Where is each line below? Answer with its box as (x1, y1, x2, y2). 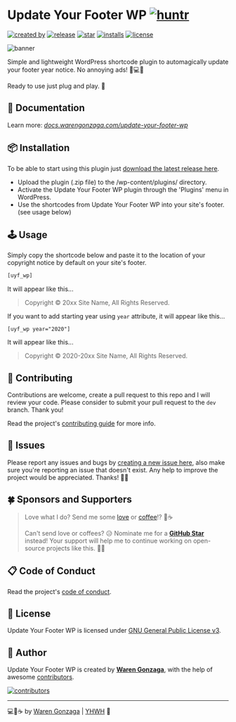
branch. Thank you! (7, 406, 64, 414)
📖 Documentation (7, 102, 86, 114)
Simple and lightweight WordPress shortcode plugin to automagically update (7, 57, 229, 66)
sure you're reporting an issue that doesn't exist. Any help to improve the (7, 465, 218, 474)
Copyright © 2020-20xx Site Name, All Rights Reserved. (24, 352, 188, 360)
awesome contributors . (7, 673, 74, 681)
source (24, 543, 46, 552)
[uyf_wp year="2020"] (7, 325, 71, 333)
